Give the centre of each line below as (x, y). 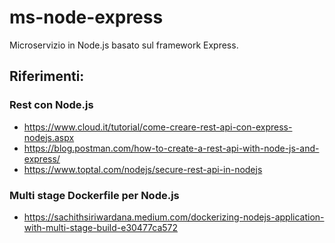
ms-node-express (86, 17)
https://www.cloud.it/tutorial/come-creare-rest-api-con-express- (158, 127)
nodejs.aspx (49, 137)
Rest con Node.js (51, 105)
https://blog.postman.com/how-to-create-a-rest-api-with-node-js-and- (171, 148)
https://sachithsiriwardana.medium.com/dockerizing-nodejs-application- (174, 217)
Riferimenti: (47, 76)
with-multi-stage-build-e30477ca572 (101, 227)
